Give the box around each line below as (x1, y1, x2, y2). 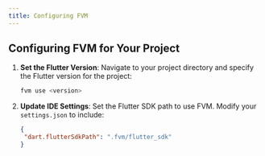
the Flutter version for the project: (19, 72, 132, 81)
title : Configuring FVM (8, 11, 89, 20)
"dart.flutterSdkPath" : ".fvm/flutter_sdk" (23, 133, 172, 142)
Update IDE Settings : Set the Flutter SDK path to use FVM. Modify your (19, 101, 257, 111)
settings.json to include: (19, 110, 105, 120)
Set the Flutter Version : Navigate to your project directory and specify (19, 63, 255, 72)
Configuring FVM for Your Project (8, 42, 180, 55)
